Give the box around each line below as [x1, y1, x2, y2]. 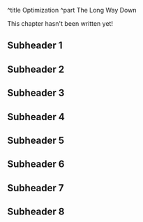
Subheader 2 [7, 63, 65, 75]
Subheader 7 [7, 182, 64, 194]
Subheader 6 [7, 158, 65, 170]
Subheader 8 [7, 206, 65, 218]
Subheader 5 [7, 134, 65, 146]
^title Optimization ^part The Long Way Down [7, 6, 137, 14]
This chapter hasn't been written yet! [7, 20, 114, 27]
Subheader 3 [7, 87, 65, 99]
